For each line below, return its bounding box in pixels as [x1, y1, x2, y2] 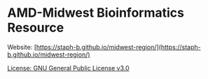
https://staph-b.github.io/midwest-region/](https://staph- [36, 43, 201, 51]
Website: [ [7, 43, 37, 51]
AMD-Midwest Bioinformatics [7, 5, 184, 21]
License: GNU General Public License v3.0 [7, 64, 130, 72]
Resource [7, 20, 64, 36]
